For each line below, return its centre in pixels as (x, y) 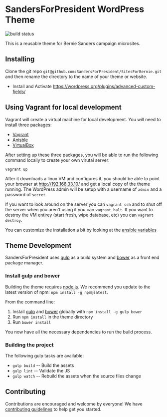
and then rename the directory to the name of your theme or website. (76, 77)
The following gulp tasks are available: (44, 355)
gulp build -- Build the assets (43, 365)
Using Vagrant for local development (63, 107)
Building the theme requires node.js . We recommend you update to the (78, 287)
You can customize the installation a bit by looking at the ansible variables (81, 230)
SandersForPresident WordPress (75, 9)
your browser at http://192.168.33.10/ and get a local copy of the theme (78, 184)
